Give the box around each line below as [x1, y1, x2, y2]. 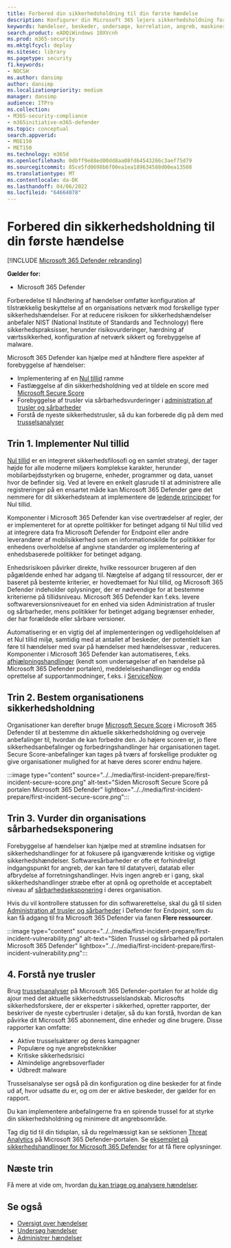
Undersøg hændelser [16, 1226, 78, 1234]
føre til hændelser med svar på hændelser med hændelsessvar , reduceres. [7, 642, 221, 651]
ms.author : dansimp [7, 74, 63, 81]
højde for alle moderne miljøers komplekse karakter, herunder [7, 463, 182, 472]
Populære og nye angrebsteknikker [16, 1044, 117, 1053]
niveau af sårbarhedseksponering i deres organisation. [7, 885, 163, 893]
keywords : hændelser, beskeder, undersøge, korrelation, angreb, [7, 23, 198, 30]
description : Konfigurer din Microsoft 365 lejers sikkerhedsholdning [7, 17, 214, 23]
